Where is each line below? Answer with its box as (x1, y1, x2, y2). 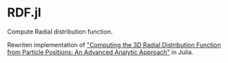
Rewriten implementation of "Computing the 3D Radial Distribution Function (7, 40, 222, 49)
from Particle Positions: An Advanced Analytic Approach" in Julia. (7, 48, 194, 56)
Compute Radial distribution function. (7, 27, 113, 36)
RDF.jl (7, 5, 41, 21)
